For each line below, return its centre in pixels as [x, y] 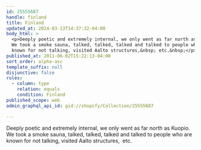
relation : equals [39, 89]
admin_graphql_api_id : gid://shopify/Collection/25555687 [80, 106]
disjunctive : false [31, 73]
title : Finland [25, 23]
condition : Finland [41, 95]
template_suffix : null [34, 67]
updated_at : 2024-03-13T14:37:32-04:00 [56, 28]
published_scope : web [33, 100]
